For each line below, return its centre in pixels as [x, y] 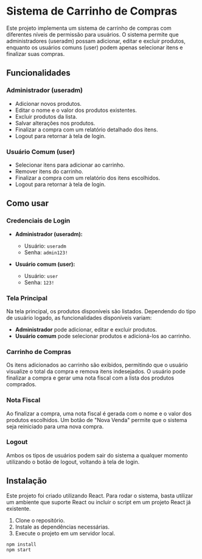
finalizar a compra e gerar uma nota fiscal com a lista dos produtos [90, 378]
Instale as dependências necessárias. [62, 527]
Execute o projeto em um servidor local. [65, 533]
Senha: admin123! [46, 252]
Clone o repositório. [40, 520]
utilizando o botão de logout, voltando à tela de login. [73, 462]
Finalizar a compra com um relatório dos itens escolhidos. [88, 178]
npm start [19, 550]
